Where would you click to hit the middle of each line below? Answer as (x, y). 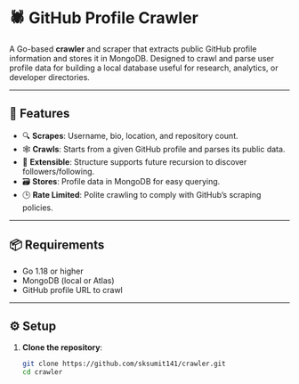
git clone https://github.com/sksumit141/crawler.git (124, 364)
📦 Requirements (57, 245)
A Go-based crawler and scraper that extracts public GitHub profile (133, 49)
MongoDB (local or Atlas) (68, 280)
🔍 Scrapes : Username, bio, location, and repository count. (130, 135)
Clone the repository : (62, 347)
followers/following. (58, 171)
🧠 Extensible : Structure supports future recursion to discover (134, 161)
